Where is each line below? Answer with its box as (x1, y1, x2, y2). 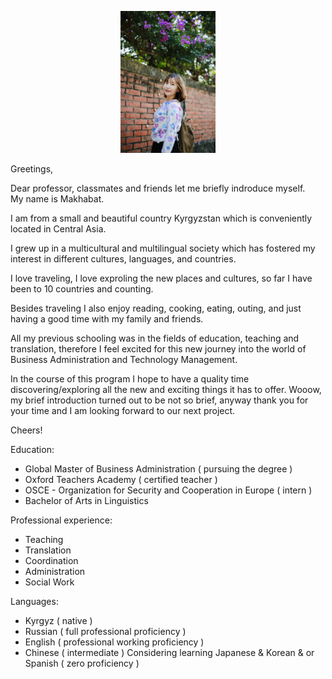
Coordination (24, 555, 79, 566)
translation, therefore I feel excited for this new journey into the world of (10, 343, 307, 355)
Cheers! (10, 424, 43, 436)
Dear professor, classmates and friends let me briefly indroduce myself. (10, 182, 306, 194)
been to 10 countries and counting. (10, 283, 154, 295)
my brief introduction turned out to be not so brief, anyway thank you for (10, 394, 309, 406)
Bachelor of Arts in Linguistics (24, 495, 149, 506)
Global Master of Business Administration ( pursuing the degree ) (24, 463, 293, 475)
